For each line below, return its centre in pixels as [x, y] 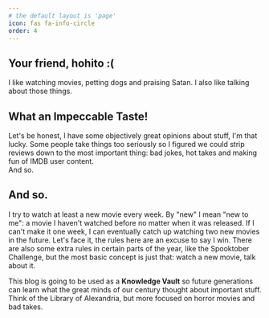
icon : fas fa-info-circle [51, 23]
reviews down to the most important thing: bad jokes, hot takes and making [133, 153]
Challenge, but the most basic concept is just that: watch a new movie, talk [132, 257]
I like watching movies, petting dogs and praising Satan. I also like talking [129, 83]
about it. [22, 265]
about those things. [40, 91]
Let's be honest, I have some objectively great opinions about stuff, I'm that [133, 136]
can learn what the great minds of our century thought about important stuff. [135, 289]
